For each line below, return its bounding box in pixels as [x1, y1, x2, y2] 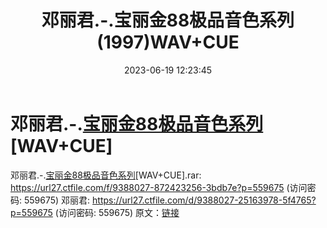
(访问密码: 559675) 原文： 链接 [54, 206, 180, 218]
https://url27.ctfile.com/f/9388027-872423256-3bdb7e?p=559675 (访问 [10, 181, 308, 193]
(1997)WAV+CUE [96, 31, 240, 54]
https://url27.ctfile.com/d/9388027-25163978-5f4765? [92, 194, 317, 206]
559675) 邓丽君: [23, 194, 91, 206]
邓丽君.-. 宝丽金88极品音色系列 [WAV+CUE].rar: [10, 169, 202, 181]
